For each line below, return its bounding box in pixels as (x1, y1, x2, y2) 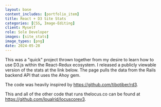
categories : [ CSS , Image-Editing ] (5, 20, 75, 26)
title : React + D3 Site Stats (5, 16, 67, 21)
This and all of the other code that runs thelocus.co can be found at (5, 91, 141, 97)
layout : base (5, 7, 32, 12)
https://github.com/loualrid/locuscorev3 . (5, 96, 86, 102)
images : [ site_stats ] (5, 35, 49, 39)
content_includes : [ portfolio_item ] (5, 12, 79, 17)
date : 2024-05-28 (5, 43, 40, 48)
